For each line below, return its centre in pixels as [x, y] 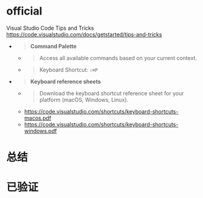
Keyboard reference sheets [66, 81]
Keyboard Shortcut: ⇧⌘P [69, 70]
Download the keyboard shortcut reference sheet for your [112, 93]
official [24, 11]
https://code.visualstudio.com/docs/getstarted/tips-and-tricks [84, 34]
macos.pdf [38, 118]
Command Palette [53, 46]
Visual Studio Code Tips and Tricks [50, 28]
